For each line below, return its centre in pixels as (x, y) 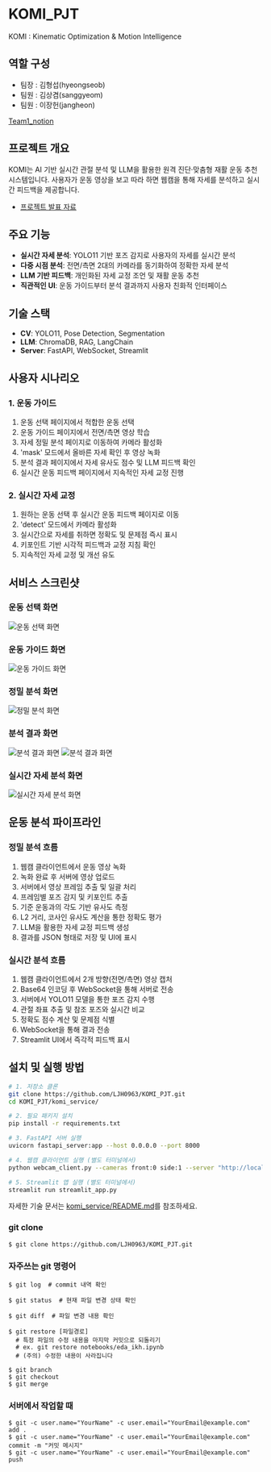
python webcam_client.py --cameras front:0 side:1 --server (112, 1168)
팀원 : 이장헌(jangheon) (57, 105)
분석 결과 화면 (33, 733)
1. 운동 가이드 (33, 402)
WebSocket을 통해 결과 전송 (65, 1030)
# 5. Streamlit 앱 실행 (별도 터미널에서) (72, 1182)
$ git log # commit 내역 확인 (58, 1285)
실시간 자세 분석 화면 (46, 775)
